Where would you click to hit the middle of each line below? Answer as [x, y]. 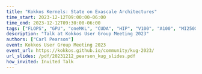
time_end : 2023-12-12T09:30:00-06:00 [54, 23]
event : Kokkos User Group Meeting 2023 [56, 45]
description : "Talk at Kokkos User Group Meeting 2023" [78, 34]
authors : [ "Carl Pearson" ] [40, 39]
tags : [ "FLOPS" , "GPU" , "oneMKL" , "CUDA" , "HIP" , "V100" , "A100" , [91, 28]
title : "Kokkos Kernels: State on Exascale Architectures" [82, 12]
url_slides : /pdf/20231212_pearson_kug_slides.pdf [71, 56]
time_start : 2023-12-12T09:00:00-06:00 [56, 17]
